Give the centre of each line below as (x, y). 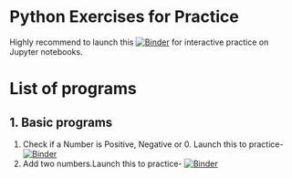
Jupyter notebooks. (47, 51)
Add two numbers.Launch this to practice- (102, 163)
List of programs (73, 89)
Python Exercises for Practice (124, 17)
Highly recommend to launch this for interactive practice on (139, 42)
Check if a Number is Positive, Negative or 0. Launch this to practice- (153, 144)
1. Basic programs (61, 122)
